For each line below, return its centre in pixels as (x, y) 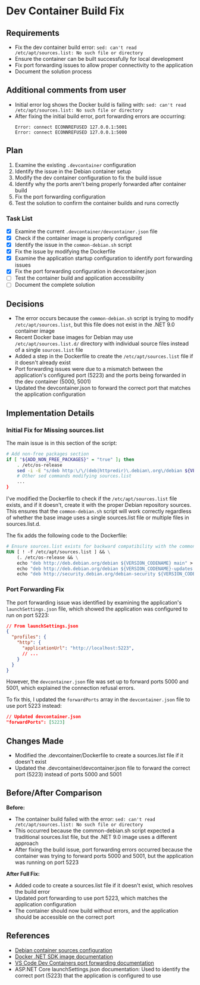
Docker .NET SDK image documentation (64, 956)
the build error (32, 891)
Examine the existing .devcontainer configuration (75, 165)
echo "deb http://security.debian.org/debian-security (86, 574)
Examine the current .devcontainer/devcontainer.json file (86, 231)
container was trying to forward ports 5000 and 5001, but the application (104, 856)
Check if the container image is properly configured (78, 238)
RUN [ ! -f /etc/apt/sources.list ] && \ (58, 552)
